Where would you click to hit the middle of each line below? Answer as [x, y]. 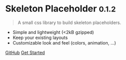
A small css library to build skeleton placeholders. [69, 22]
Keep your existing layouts [40, 37]
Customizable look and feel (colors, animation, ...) [64, 42]
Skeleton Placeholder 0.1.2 [61, 9]
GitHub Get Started [25, 52]
